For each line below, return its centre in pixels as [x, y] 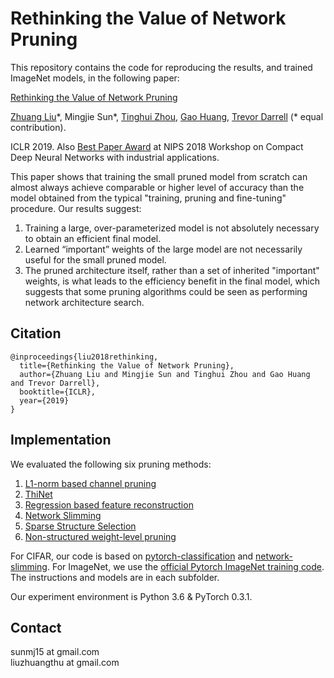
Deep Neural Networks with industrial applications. [115, 157]
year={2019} [44, 400]
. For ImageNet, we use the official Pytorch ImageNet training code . [185, 566]
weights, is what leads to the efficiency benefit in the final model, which [172, 281]
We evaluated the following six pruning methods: [111, 464]
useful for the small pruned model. [95, 259]
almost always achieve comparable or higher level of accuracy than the [157, 187]
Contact [36, 627]
